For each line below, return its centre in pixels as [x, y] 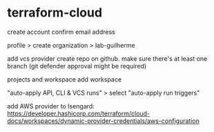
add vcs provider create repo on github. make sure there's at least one [107, 58]
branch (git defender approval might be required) [77, 66]
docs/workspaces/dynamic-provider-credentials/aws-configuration [104, 121]
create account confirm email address [61, 32]
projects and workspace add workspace [65, 79]
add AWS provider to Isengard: [51, 106]
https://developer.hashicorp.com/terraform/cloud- [79, 113]
